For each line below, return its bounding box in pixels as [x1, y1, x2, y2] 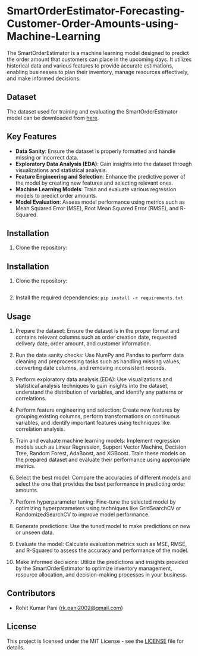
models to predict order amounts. [15, 192, 98, 199]
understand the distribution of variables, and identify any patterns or [15, 388, 183, 396]
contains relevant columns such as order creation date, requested [15, 333, 177, 341]
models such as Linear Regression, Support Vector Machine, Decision [15, 443, 187, 450]
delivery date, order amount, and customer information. [15, 340, 152, 347]
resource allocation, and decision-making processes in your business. [15, 571, 187, 578]
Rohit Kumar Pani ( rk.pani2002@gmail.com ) [15, 604, 124, 611]
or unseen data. [15, 529, 54, 536]
